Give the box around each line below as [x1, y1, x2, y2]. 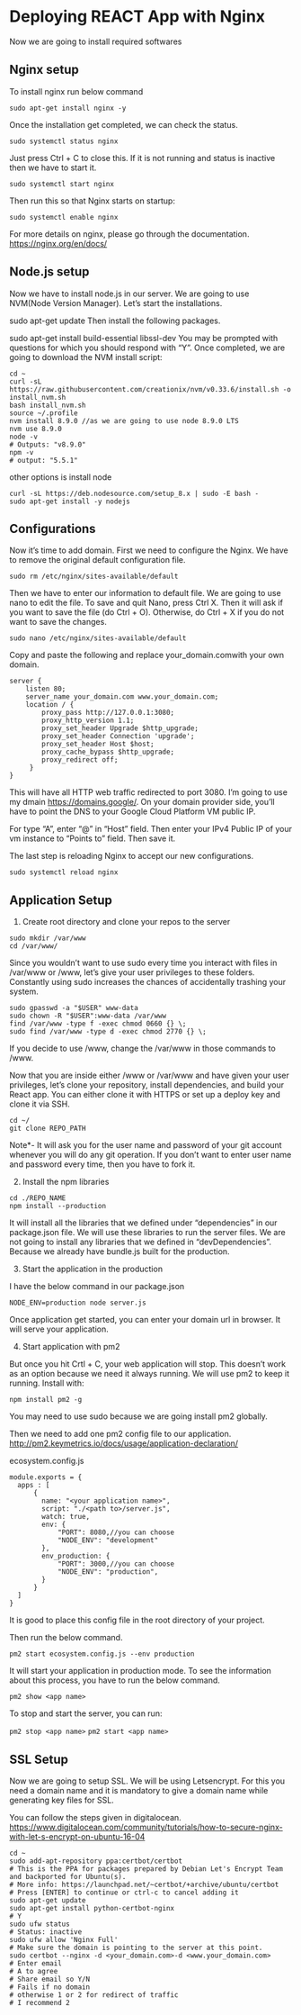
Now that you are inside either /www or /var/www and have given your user [9, 1070, 290, 1081]
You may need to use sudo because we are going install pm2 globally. [9, 1411, 268, 1422]
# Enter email [9, 1959, 63, 1968]
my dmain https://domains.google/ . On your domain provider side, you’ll [9, 797, 276, 808]
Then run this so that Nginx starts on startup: [9, 195, 175, 206]
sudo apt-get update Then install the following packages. [9, 315, 221, 326]
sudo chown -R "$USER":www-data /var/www [9, 1011, 167, 1021]
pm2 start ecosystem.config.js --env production [9, 1649, 195, 1658]
